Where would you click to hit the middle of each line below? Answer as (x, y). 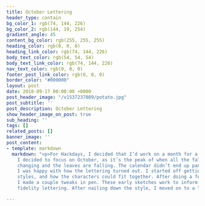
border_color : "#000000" (38, 80)
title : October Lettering (39, 12)
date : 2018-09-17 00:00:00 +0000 (49, 92)
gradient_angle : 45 (31, 35)
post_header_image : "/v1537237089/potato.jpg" (67, 97)
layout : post (23, 86)
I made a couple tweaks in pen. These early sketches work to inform (108, 183)
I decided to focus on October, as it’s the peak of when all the (103, 160)
